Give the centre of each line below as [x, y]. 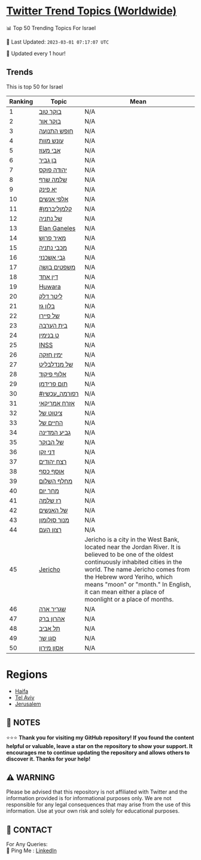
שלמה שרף [53, 180]
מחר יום [49, 491]
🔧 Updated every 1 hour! [36, 53]
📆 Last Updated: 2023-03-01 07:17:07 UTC [58, 42]
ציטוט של [51, 413]
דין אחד [48, 276]
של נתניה [51, 218]
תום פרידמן [53, 384]
